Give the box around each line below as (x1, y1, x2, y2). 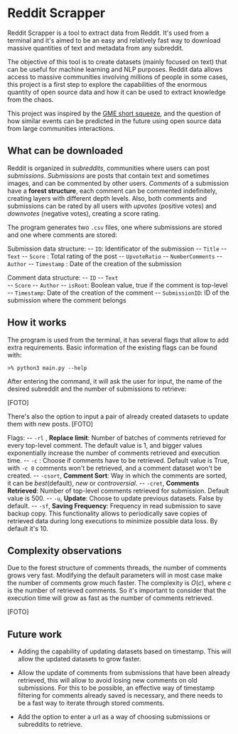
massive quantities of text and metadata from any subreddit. (7, 43, 184, 52)
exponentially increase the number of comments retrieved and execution (7, 449, 220, 457)
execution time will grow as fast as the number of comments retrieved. (7, 594, 214, 602)
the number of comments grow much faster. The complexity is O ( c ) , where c (7, 579, 232, 587)
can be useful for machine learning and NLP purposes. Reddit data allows (7, 65, 223, 73)
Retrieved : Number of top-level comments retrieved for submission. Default (7, 486, 229, 495)
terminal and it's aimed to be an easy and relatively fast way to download (7, 36, 221, 44)
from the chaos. (7, 95, 54, 104)
